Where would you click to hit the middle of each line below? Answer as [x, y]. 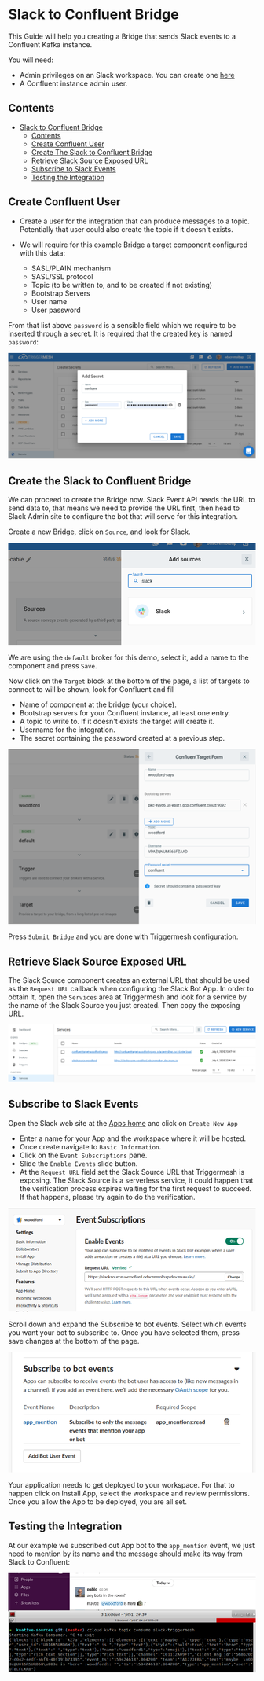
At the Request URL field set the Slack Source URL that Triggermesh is [132, 1172]
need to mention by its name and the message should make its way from [126, 1554]
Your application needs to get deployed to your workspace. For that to [121, 1484]
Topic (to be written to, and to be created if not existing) [122, 285]
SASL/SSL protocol [62, 276]
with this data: [42, 252]
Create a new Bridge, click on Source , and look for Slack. [99, 532]
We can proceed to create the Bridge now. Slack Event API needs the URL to [132, 499]
